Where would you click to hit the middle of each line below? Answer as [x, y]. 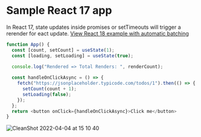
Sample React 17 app [59, 11]
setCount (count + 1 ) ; [49, 89]
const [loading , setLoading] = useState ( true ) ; [73, 56]
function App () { [28, 44]
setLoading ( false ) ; [46, 94]
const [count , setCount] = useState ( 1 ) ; [63, 50]
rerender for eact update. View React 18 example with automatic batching [97, 33]
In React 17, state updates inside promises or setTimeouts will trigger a [94, 27]
